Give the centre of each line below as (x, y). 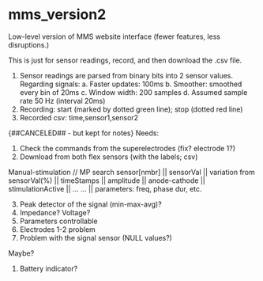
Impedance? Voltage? (55, 212)
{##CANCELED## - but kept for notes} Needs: (84, 133)
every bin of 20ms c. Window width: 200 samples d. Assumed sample (133, 92)
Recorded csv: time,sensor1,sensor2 (79, 117)
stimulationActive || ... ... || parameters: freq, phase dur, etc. (105, 188)
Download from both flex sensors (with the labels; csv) (109, 157)
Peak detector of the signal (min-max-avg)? (90, 204)
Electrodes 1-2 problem (58, 229)
